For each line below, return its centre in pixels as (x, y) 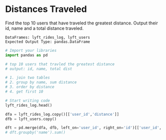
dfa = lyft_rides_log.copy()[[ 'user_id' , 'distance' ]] (62, 114)
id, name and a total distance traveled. (44, 28)
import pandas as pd (27, 55)
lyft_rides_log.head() (29, 105)
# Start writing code (28, 101)
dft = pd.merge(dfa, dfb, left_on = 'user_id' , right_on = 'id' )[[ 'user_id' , (83, 128)
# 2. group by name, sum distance (41, 82)
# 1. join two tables (28, 78)
